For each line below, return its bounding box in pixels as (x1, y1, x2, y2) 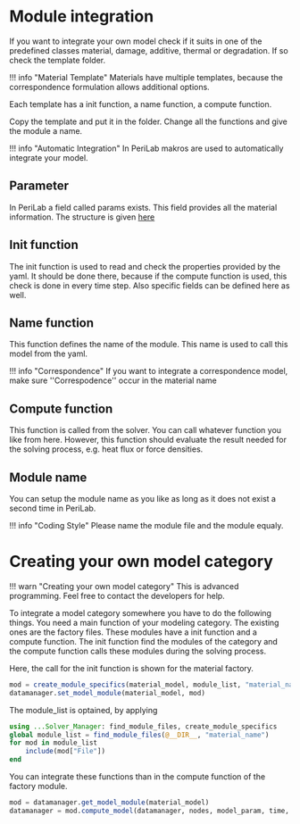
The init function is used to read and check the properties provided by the (9, 261, 281, 271)
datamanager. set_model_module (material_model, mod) (9, 688, 205, 697)
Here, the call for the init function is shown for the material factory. (9, 662, 254, 673)
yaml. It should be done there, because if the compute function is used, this (9, 271, 287, 281)
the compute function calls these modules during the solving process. (9, 645, 266, 656)
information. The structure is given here (9, 212, 155, 222)
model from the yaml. (9, 348, 87, 359)
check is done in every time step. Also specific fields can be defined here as (9, 279, 290, 291)
